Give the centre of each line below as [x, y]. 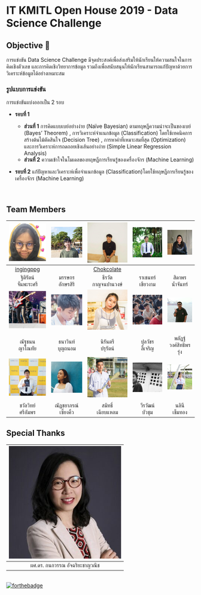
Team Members [36, 209]
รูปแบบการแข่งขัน [26, 89]
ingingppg [27, 269]
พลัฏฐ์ [180, 338]
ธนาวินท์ [67, 341]
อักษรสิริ [67, 284]
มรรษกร [67, 277]
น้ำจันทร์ [180, 284]
